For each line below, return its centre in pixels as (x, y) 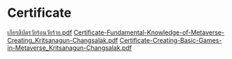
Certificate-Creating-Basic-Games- (171, 40)
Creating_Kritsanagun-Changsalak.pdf (63, 40)
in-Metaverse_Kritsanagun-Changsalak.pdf (70, 48)
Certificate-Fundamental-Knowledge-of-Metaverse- (149, 32)
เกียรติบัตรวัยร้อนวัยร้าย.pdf (40, 32)
